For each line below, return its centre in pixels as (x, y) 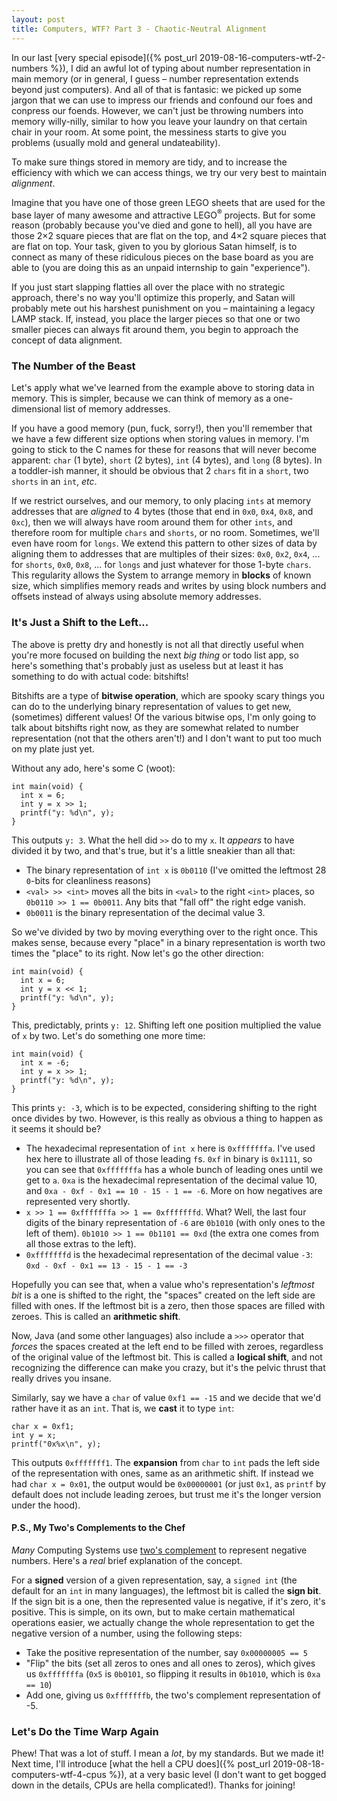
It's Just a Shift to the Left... (80, 623)
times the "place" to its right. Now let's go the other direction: (137, 953)
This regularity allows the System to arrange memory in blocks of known (161, 575)
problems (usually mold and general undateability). (116, 142)
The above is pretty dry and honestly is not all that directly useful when (157, 644)
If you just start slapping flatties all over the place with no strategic (148, 287)
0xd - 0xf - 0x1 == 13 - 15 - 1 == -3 (106, 1266)
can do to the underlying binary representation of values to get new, (151, 706)
